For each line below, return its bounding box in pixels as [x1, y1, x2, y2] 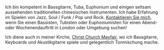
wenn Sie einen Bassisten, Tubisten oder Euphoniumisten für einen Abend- [5, 19, 158, 25]
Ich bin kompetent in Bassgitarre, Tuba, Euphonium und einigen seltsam [5, 4, 152, 10]
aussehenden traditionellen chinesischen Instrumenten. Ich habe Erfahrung [5, 9, 158, 15]
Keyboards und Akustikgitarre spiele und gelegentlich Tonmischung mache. [5, 39, 159, 45]
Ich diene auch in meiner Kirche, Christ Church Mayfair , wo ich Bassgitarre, [5, 34, 158, 40]
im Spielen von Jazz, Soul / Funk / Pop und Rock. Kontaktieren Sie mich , [5, 15, 152, 20]
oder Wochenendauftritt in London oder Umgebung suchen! [5, 25, 127, 31]
